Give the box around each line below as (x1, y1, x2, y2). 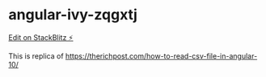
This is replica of (8, 51, 64, 61)
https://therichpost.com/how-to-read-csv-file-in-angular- (65, 51, 258, 61)
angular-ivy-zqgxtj (8, 6, 137, 24)
